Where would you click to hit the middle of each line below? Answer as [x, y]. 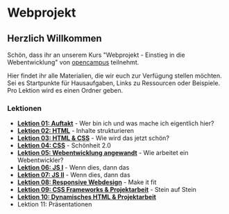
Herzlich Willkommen [54, 38]
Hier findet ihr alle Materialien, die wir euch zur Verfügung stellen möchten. [114, 75]
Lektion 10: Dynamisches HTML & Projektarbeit [86, 197]
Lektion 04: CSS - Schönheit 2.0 [64, 145]
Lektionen [25, 108]
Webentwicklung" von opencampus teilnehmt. [73, 62]
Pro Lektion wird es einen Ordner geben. [65, 90]
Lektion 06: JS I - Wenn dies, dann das [73, 168]
